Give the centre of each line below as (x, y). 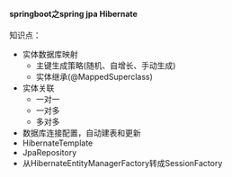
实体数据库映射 (50, 55)
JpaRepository (49, 153)
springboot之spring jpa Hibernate (73, 13)
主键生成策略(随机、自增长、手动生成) (106, 66)
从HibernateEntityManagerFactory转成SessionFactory (122, 164)
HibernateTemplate (58, 143)
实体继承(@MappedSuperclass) (94, 77)
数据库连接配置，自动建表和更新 (81, 133)
